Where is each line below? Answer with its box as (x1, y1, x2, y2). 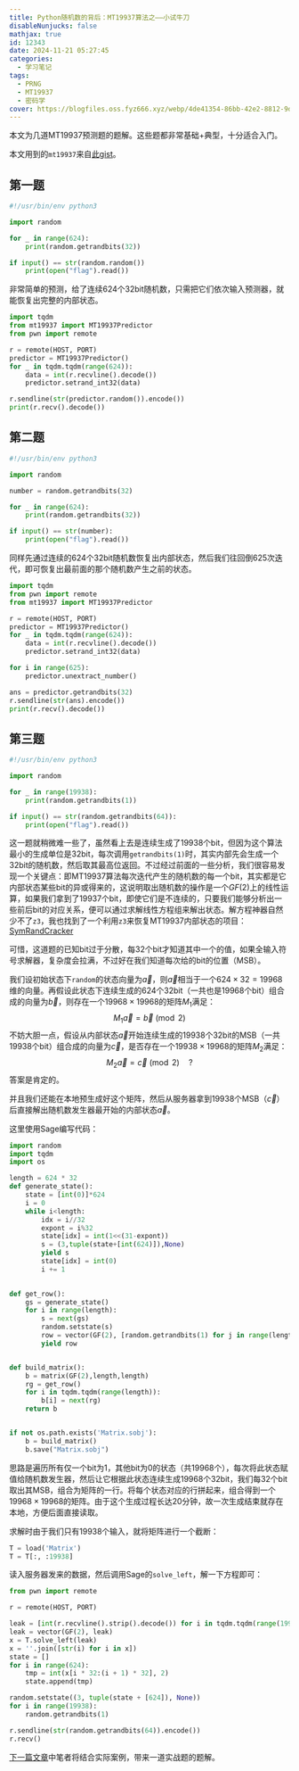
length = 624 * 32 (9, 1174, 77, 1183)
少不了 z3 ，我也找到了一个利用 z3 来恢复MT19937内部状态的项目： (9, 915, 246, 926)
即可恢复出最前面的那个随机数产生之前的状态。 (24, 564, 197, 574)
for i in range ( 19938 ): (9, 1701, 98, 1710)
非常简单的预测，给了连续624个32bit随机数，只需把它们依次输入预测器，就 (9, 284, 285, 294)
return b (25, 1404, 58, 1414)
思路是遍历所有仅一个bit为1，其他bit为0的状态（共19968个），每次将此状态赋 (9, 1462, 289, 1473)
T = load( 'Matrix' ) (9, 1543, 82, 1552)
